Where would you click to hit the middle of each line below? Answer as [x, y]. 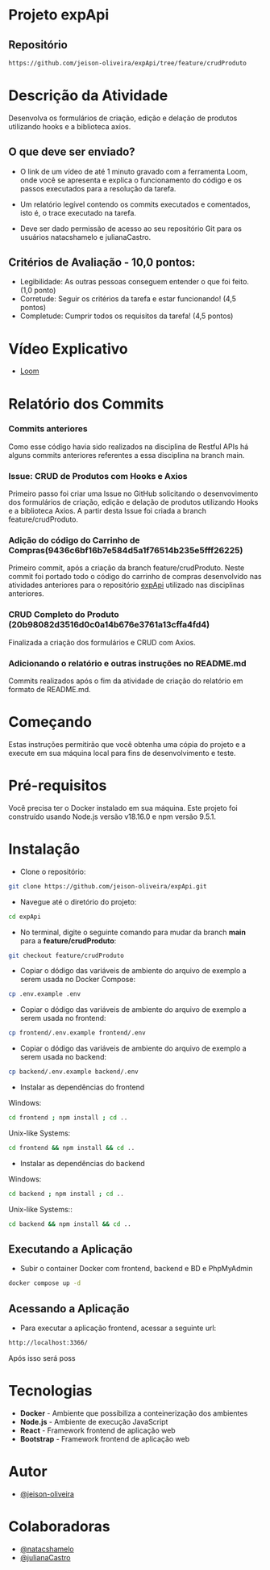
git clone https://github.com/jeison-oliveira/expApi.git [108, 886]
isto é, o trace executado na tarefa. [78, 212]
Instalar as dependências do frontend [82, 1087]
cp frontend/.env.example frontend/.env [77, 1033]
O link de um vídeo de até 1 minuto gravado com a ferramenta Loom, [134, 171]
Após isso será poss [42, 1358]
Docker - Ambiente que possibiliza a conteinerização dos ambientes [134, 1413]
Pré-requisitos [58, 786]
